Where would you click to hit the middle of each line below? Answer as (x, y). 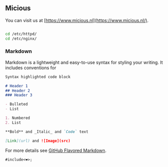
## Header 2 (18, 91)
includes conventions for (31, 68)
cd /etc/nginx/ (21, 39)
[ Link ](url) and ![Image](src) (38, 141)
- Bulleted (17, 104)
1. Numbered (18, 118)
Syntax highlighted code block (38, 77)
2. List (13, 122)
